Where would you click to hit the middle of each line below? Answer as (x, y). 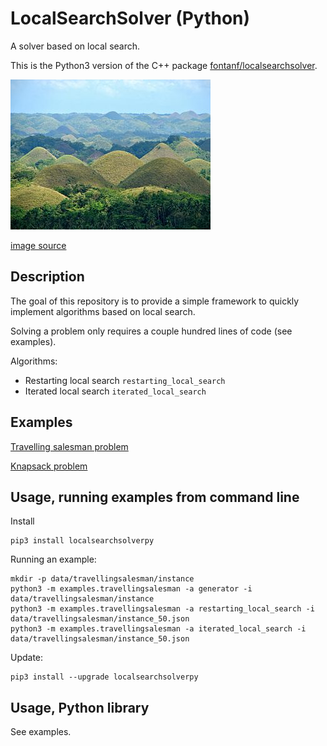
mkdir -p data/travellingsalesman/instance (102, 579)
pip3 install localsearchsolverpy (82, 541)
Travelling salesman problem (69, 446)
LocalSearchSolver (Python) (130, 18)
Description (47, 277)
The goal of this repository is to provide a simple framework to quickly (155, 301)
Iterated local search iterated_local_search (115, 391)
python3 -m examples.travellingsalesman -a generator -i (131, 589)
